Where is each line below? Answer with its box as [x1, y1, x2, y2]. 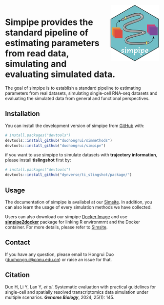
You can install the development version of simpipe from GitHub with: [5, 123, 145, 128]
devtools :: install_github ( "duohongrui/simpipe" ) [5, 143, 106, 148]
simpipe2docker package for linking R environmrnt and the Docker [5, 219, 141, 225]
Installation [5, 110, 40, 118]
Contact [5, 238, 30, 247]
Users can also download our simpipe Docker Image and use [5, 213, 128, 220]
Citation [5, 271, 30, 279]
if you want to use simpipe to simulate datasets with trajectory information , [5, 152, 158, 158]
